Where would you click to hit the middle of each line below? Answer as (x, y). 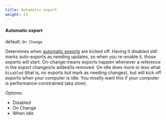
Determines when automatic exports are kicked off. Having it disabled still (81, 51)
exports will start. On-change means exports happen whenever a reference (83, 62)
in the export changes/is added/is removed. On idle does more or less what (83, 67)
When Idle (23, 113)
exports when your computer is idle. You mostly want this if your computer (82, 77)
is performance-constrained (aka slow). (46, 83)
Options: (14, 92)
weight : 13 (17, 14)
